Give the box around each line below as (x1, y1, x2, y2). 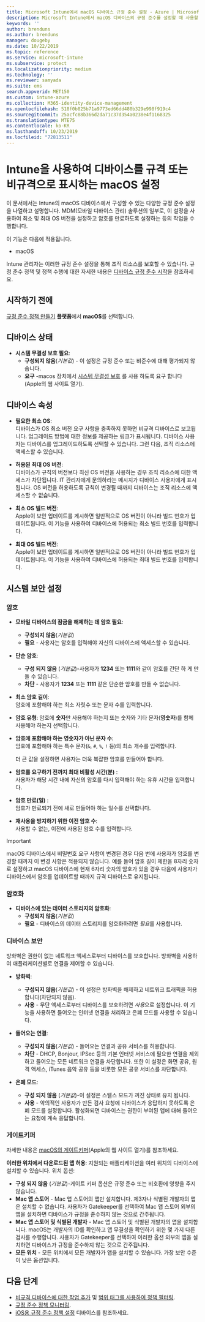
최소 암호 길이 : (15, 693, 50, 700)
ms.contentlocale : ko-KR (6, 123, 70, 129)
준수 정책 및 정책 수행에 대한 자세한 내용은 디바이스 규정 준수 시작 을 (12, 268, 173, 275)
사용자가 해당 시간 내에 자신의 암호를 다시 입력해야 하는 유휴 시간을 (15, 776, 174, 783)
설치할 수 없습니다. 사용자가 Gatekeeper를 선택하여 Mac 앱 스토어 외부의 (21, 1203, 196, 1210)
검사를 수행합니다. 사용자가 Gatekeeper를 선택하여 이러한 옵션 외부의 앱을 (15, 1233, 192, 1241)
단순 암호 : (15, 652, 39, 659)
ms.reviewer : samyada (6, 77, 62, 83)
